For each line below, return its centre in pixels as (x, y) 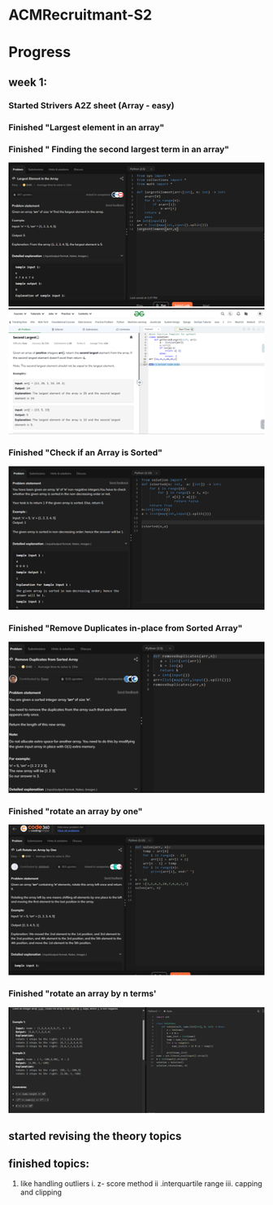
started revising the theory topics (95, 1136)
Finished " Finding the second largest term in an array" (119, 149)
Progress (40, 53)
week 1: (28, 82)
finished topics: (49, 1164)
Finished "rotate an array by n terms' (82, 993)
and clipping (41, 1192)
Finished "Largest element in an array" (87, 127)
